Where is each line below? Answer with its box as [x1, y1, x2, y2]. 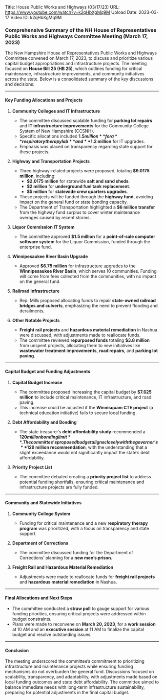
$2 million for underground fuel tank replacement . [26, 183, 130, 189]
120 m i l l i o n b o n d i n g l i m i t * [19, 434, 71, 440]
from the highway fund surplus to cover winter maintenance [19, 209, 140, 215]
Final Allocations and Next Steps [5, 595, 73, 601]
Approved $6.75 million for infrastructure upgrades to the [19, 263, 136, 269]
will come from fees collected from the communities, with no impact [19, 273, 156, 279]
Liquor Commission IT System [12, 224, 75, 230]
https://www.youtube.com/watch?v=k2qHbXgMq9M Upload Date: [5, 9, 138, 15]
